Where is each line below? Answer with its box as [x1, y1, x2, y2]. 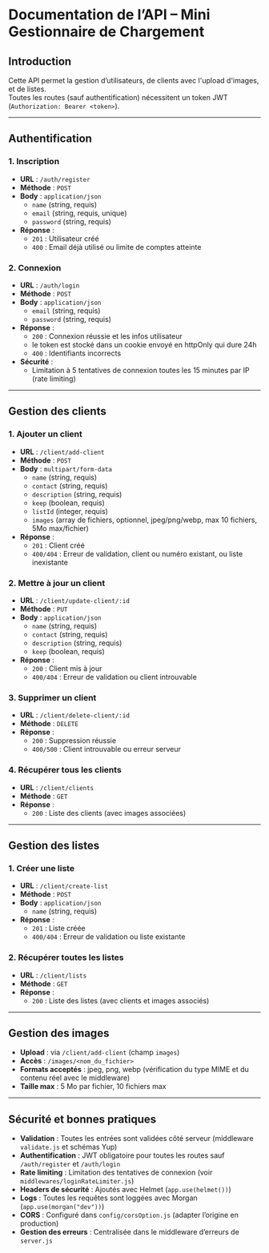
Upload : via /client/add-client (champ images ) [19, 1047, 180, 1058]
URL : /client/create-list [19, 881, 109, 890]
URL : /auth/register [19, 174, 90, 183]
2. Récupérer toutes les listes [8, 952, 124, 963]
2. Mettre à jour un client [8, 577, 106, 588]
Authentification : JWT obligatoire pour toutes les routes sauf [19, 1151, 225, 1160]
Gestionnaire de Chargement [8, 22, 205, 41]
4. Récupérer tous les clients [8, 765, 122, 776]
